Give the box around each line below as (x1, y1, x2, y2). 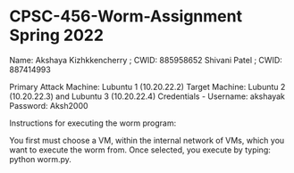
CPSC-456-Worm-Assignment (9, 6, 243, 27)
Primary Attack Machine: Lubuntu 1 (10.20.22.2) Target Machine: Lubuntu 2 (9, 81, 286, 92)
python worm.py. (9, 153, 71, 164)
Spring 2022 (9, 25, 105, 45)
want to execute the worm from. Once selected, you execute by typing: (9, 144, 271, 155)
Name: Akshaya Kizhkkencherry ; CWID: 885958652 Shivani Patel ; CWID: (9, 54, 283, 65)
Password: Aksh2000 (9, 100, 88, 111)
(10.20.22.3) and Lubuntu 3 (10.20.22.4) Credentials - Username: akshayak (9, 91, 286, 102)
